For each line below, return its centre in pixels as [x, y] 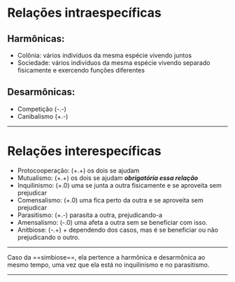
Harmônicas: [36, 39]
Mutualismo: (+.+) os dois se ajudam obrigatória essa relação [108, 178]
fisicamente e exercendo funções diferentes [81, 70]
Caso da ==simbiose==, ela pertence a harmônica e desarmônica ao [106, 257]
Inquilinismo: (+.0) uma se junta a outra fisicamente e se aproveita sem [119, 185]
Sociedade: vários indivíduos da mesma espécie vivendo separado [114, 63]
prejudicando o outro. [49, 237]
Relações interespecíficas [85, 151]
